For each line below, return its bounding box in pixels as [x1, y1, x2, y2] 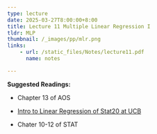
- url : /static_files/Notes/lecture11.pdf [19, 49, 144, 56]
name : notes [25, 55, 60, 62]
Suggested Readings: [7, 80, 71, 88]
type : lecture [7, 10, 49, 17]
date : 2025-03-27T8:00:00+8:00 [7, 17, 98, 23]
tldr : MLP [7, 29, 36, 37]
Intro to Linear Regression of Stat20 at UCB [17, 106, 142, 115]
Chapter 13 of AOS [17, 93, 71, 102]
